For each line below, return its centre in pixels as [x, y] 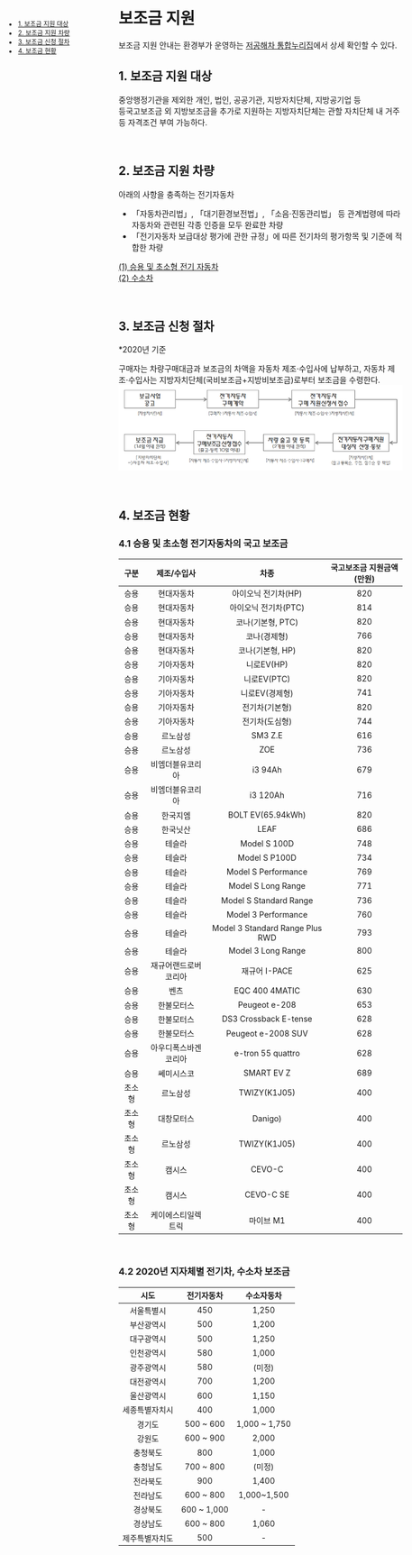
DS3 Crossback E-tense [267, 1019]
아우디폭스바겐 [176, 1047]
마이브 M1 [267, 1221]
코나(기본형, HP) [267, 650]
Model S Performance [267, 872]
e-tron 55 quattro [267, 1053]
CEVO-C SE [267, 1194]
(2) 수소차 [136, 278]
